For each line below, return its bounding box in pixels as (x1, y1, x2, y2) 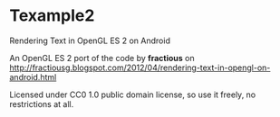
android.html (9, 71, 57, 82)
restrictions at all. (9, 98, 74, 109)
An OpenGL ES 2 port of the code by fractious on (9, 52, 195, 63)
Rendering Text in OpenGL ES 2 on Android (9, 35, 170, 46)
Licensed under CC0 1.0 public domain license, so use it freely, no (9, 89, 256, 100)
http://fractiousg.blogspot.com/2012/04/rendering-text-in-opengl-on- (9, 62, 271, 73)
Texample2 (9, 5, 95, 26)
